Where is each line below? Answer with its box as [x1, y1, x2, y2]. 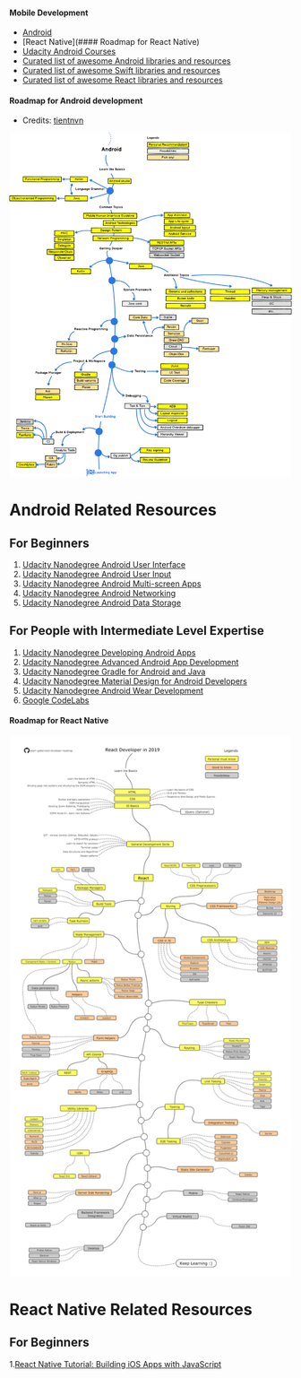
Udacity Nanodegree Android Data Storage [21, 597, 182, 609]
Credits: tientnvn [21, 115, 84, 126]
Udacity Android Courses [21, 46, 116, 57]
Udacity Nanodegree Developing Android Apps [21, 646, 196, 658]
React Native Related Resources [9, 1299, 253, 1320]
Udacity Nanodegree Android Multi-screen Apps [21, 578, 202, 589]
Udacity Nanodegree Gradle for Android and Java [21, 666, 206, 677]
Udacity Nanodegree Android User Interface [21, 559, 186, 570]
